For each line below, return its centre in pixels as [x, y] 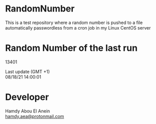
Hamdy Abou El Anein [28, 111]
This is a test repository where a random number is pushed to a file [74, 22]
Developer [27, 97]
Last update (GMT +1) [27, 71]
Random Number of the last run [72, 48]
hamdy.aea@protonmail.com [35, 116]
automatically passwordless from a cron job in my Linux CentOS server [78, 27]
